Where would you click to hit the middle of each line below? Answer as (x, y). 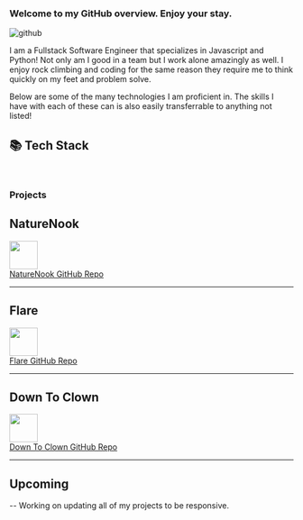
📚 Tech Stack (49, 146)
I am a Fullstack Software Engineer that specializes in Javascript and (137, 50)
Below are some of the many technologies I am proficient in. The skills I (142, 96)
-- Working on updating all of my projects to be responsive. (119, 506)
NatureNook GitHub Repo (56, 274)
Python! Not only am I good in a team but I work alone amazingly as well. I (147, 60)
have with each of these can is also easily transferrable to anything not (141, 106)
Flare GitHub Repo (44, 360)
